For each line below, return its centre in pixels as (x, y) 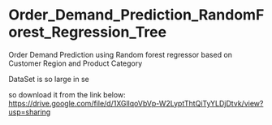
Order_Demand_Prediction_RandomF (136, 15)
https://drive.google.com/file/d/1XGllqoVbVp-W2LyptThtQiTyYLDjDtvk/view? (136, 103)
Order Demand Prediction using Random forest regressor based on (121, 54)
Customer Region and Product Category (76, 63)
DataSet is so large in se (49, 79)
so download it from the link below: (67, 94)
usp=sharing (30, 112)
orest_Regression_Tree (88, 32)
